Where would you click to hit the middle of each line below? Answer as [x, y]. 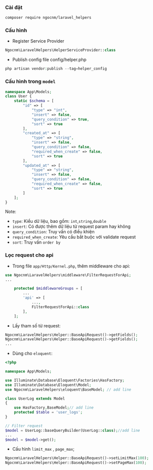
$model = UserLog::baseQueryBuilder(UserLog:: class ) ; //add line [73, 430]
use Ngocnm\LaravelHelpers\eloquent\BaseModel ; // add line [68, 390]
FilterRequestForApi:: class [60, 307]
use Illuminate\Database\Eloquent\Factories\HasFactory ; [65, 380]
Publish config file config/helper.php [49, 60]
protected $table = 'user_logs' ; [48, 413]
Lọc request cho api [29, 255]
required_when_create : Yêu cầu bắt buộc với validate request [74, 237]
